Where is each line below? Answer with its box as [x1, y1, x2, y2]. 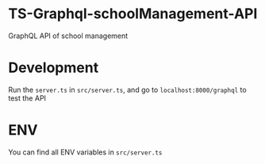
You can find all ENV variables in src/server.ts [8, 147, 163, 157]
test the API [8, 93, 46, 103]
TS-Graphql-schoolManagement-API [8, 5, 258, 23]
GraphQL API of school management [8, 31, 129, 40]
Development [8, 59, 99, 77]
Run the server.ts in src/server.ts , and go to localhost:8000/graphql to [8, 85, 248, 94]
